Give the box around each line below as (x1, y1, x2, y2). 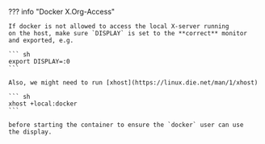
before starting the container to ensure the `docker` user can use (8, 121, 244, 129)
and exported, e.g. (8, 36, 74, 44)
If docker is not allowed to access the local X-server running (8, 23, 229, 31)
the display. (8, 128, 53, 136)
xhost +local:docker (8, 100, 78, 108)
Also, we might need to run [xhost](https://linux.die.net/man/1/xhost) (8, 79, 259, 87)
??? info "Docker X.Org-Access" (8, 7, 116, 16)
